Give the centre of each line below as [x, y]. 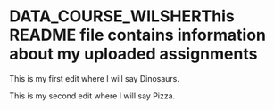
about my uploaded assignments [133, 54]
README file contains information [137, 35]
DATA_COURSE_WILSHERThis [122, 16]
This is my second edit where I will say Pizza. [92, 96]
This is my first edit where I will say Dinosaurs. [95, 78]
